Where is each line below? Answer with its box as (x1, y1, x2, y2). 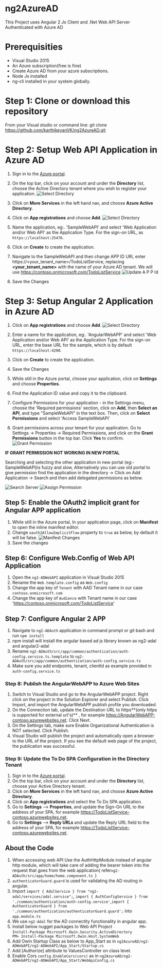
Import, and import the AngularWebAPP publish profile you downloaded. (12, 702, 157, 708)
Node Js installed (12, 73, 47, 79)
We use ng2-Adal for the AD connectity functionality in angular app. (12, 918, 147, 924)
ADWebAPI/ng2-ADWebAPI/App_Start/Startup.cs (12, 943, 104, 948)
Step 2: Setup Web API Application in (5, 145, 158, 155)
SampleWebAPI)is (5, 464, 41, 470)
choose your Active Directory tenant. (12, 783, 86, 789)
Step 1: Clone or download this (5, 96, 130, 106)
